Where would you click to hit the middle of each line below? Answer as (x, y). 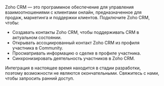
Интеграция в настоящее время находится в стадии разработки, (73, 68)
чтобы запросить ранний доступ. (40, 78)
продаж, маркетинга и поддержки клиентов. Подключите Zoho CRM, (78, 17)
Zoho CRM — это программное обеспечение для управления (69, 7)
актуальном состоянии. (37, 37)
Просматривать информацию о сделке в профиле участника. (76, 53)
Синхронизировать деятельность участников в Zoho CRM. (74, 58)
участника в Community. (38, 48)
